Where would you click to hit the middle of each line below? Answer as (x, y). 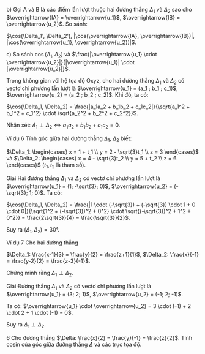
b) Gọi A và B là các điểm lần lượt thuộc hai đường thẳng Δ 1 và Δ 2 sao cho (99, 10)
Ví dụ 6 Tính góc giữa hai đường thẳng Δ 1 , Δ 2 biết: (69, 139)
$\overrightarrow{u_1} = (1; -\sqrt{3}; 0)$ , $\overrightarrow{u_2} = (90, 186)
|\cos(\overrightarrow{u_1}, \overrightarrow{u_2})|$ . (71, 42)
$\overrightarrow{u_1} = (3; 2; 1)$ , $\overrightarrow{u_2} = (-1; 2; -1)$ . (95, 294)
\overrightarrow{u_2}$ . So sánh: (47, 24)
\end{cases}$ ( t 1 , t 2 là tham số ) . (46, 165)
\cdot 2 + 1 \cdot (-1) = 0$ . (40, 312)
